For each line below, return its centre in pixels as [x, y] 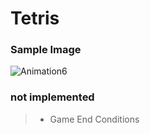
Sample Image [46, 50]
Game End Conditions [94, 119]
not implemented [52, 97]
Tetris [35, 18]
